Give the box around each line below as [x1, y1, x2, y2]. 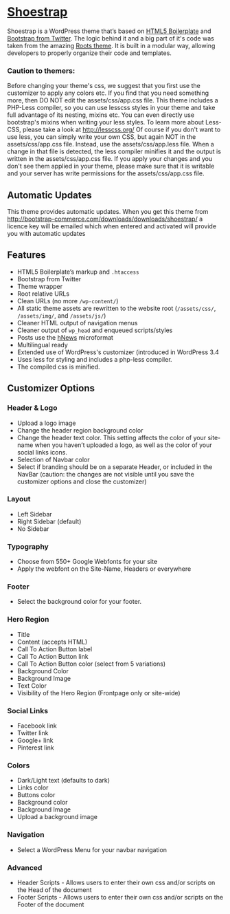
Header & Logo [7, 403, 58, 413]
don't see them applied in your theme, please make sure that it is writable [7, 162, 215, 171]
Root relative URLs [16, 290, 70, 298]
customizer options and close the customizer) [16, 477, 147, 486]
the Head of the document [16, 885, 92, 894]
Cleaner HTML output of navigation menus [16, 318, 138, 327]
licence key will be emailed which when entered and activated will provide [7, 222, 217, 230]
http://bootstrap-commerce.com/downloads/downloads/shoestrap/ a [7, 215, 203, 224]
